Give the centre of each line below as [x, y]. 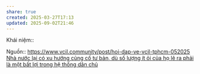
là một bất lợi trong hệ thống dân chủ [52, 64]
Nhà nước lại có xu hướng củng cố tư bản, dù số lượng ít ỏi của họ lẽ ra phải [100, 58]
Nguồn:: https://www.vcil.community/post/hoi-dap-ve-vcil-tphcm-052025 [98, 52]
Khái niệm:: [20, 40]
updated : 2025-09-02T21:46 [40, 23]
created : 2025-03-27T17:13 [40, 17]
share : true [21, 12]
